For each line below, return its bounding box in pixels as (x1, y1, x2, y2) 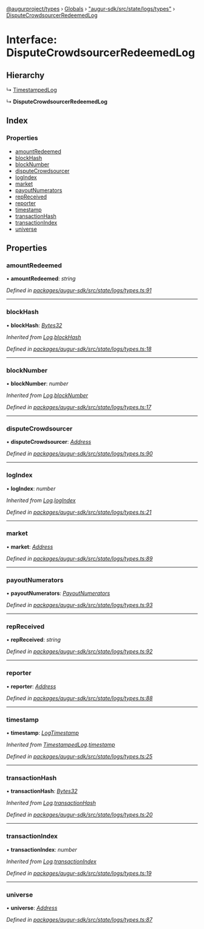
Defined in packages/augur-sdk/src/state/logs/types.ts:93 (6, 601, 153, 609)
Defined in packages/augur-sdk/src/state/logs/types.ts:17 (6, 403, 152, 410)
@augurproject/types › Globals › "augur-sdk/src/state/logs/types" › (6, 5, 175, 12)
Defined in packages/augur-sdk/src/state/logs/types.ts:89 (6, 555, 153, 562)
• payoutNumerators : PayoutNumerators (6, 590, 110, 597)
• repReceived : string (6, 636, 61, 643)
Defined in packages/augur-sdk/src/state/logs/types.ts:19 (6, 869, 152, 877)
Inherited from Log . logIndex (6, 496, 76, 504)
